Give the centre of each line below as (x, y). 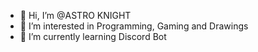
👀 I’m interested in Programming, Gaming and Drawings (134, 26)
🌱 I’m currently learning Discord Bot (93, 36)
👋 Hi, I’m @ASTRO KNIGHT (75, 15)
